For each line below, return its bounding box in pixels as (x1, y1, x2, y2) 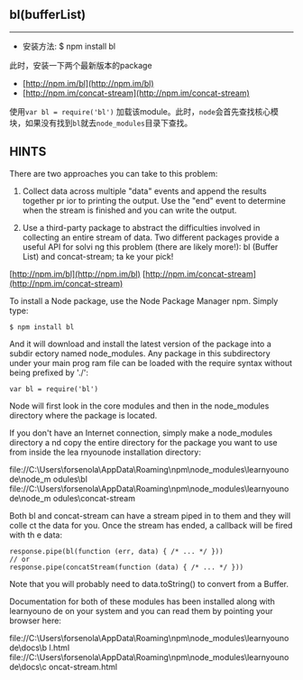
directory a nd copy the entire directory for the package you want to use (9, 436, 278, 447)
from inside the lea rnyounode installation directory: (9, 446, 201, 457)
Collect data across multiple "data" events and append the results (22, 185, 268, 197)
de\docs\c (9, 661, 47, 672)
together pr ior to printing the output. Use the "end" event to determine (22, 195, 286, 206)
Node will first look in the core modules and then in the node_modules (9, 400, 270, 411)
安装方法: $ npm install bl (22, 41, 115, 51)
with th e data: (9, 529, 63, 540)
